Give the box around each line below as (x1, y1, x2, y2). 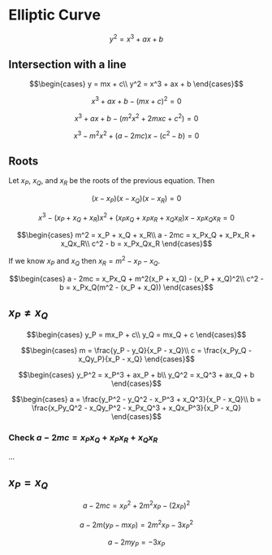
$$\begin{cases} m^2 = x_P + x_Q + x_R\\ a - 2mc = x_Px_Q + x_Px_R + (16, 230, 257, 240)
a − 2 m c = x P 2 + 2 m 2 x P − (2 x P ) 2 (82, 499, 191, 512)
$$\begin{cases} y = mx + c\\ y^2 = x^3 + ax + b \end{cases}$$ (29, 79, 244, 89)
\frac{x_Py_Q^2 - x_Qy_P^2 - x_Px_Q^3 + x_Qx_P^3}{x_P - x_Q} (31, 403, 242, 413)
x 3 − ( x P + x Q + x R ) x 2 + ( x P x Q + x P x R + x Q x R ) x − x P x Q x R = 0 (37, 211, 235, 225)
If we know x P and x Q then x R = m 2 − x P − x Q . (8, 255, 161, 268)
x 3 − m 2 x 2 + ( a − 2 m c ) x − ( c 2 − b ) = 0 (73, 129, 200, 140)
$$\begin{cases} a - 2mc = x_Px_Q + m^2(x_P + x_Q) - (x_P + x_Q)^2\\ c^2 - (9, 273, 264, 283)
